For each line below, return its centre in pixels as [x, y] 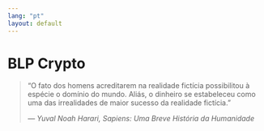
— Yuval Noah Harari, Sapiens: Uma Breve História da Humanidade [141, 119]
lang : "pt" [26, 16]
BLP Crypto [47, 63]
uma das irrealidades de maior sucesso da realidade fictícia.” [129, 103]
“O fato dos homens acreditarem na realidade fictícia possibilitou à [138, 86]
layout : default [35, 23]
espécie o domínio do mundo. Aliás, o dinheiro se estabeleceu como [141, 95]
